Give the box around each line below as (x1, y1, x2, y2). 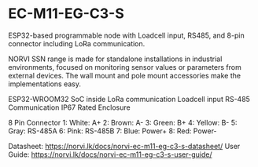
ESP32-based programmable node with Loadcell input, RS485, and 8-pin (8, 31, 245, 40)
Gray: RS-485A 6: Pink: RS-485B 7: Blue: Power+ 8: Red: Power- (8, 126, 218, 136)
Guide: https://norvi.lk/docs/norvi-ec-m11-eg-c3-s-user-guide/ (8, 150, 212, 159)
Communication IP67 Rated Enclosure (8, 103, 131, 112)
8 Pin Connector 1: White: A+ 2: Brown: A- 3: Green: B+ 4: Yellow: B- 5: (8, 118, 238, 127)
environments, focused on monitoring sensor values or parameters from (8, 62, 241, 71)
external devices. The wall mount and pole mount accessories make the (8, 71, 241, 80)
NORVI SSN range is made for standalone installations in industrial (8, 54, 223, 64)
